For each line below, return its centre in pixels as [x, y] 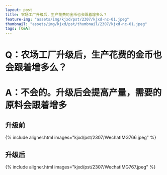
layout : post [19, 10]
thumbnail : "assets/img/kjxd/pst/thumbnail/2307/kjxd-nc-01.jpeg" [76, 24]
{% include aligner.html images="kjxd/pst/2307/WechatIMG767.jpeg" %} [80, 167]
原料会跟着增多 [36, 105]
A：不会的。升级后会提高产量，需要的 [83, 92]
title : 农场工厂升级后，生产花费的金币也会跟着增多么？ [56, 15]
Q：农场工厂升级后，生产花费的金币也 [83, 55]
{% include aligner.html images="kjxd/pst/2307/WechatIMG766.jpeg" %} [81, 138]
